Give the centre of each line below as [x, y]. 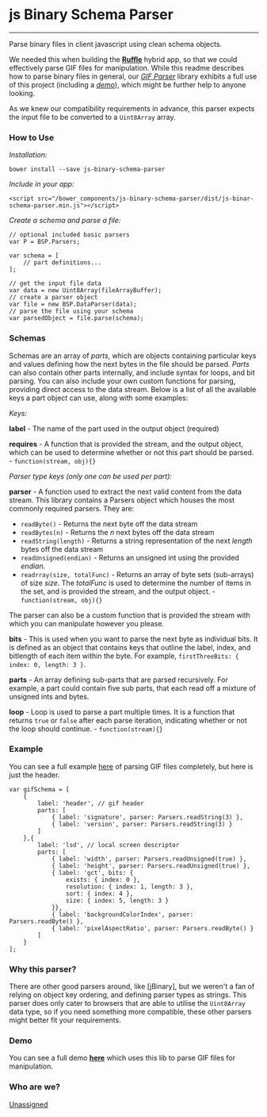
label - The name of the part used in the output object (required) [114, 428]
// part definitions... [63, 263]
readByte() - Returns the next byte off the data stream [109, 524]
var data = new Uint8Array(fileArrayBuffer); [85, 291]
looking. [22, 93]
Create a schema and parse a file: [65, 221]
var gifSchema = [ [39, 789]
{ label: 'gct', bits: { [92, 872]
